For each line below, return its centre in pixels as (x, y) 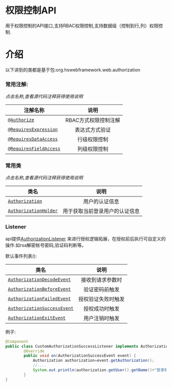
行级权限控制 (93, 140)
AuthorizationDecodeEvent (39, 279)
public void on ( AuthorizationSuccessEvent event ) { (80, 356)
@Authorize (21, 120)
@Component (17, 341)
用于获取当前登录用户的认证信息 (101, 211)
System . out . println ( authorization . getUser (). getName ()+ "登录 (99, 370)
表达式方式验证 (93, 130)
